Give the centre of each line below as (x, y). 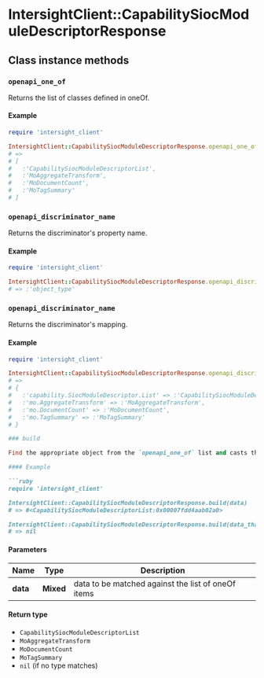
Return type (28, 614)
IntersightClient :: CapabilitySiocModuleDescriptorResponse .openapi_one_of (133, 146)
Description (163, 570)
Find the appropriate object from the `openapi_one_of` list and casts (128, 453)
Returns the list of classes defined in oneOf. (79, 98)
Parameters (27, 549)
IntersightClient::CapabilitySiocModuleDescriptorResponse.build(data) (128, 503)
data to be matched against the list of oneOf (154, 584)
